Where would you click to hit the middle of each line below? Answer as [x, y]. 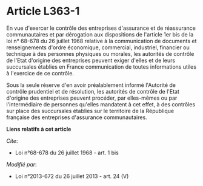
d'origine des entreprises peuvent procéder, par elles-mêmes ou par [92, 98]
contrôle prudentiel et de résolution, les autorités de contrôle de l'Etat [93, 91]
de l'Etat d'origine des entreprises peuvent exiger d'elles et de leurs [91, 60]
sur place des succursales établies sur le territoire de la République [90, 111]
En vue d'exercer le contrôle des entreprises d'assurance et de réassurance [101, 28]
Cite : [12, 140]
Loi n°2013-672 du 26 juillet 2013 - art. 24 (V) [72, 176]
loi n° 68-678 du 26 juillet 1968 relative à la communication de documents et [101, 41]
